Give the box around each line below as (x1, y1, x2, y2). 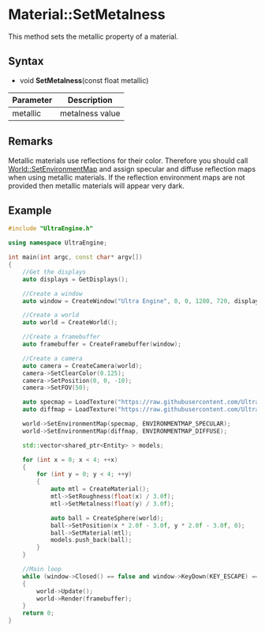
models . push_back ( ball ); (50, 536, 132, 544)
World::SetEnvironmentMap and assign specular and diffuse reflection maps (8, 164, 256, 173)
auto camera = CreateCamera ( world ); (22, 361, 144, 369)
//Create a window (22, 290, 83, 297)
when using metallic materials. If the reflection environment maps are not (8, 172, 246, 182)
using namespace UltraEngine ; (8, 239, 108, 247)
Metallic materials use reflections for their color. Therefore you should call (8, 156, 248, 165)
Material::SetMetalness (8, 6, 166, 24)
